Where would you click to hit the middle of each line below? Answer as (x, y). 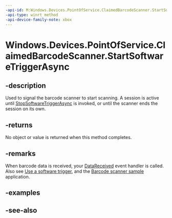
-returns (19, 125)
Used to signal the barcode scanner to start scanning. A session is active (82, 98)
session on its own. (26, 109)
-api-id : (15, 10)
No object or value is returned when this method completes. (69, 137)
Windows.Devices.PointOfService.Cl (85, 45)
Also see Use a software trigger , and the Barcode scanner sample (75, 171)
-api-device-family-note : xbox (39, 19)
